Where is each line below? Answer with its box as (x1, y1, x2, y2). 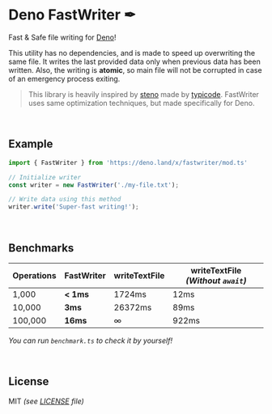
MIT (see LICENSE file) (8, 396, 85, 406)
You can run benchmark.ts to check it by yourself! (8, 336, 172, 345)
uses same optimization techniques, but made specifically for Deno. (28, 98, 255, 108)
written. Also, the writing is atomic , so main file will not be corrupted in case (8, 65, 262, 74)
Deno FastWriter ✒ (8, 6, 136, 24)
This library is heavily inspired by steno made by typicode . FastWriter (28, 89, 259, 99)
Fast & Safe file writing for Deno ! (8, 32, 117, 42)
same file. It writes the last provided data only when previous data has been (8, 57, 261, 66)
